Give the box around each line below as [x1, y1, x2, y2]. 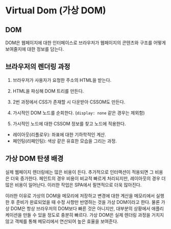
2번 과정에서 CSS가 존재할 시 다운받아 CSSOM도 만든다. [12, 98, 126, 105]
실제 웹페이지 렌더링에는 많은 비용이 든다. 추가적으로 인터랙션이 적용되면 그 [5, 169, 154, 175]
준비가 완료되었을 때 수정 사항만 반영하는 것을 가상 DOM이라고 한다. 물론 [16, 199, 160, 205]
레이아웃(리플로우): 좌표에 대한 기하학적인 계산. [12, 131, 106, 137]
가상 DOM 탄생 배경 [5, 154, 64, 163]
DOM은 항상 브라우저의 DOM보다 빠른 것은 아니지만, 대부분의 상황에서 [10, 205, 151, 212]
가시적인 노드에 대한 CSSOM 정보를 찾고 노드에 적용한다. [12, 120, 126, 127]
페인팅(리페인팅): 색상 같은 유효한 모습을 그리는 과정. [12, 138, 117, 144]
